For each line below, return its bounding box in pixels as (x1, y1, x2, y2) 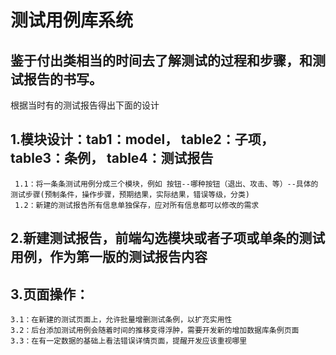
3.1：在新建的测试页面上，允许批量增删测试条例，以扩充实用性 (10, 315, 233, 325)
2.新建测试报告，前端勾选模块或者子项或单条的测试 (10, 230, 326, 247)
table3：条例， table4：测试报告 (10, 150, 214, 167)
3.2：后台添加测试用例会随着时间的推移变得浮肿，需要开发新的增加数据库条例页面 (10, 326, 300, 336)
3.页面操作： (10, 286, 90, 303)
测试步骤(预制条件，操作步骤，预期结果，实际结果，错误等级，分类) (10, 189, 250, 200)
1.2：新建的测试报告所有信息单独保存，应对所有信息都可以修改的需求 (14, 200, 260, 210)
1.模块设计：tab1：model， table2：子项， (10, 131, 275, 148)
